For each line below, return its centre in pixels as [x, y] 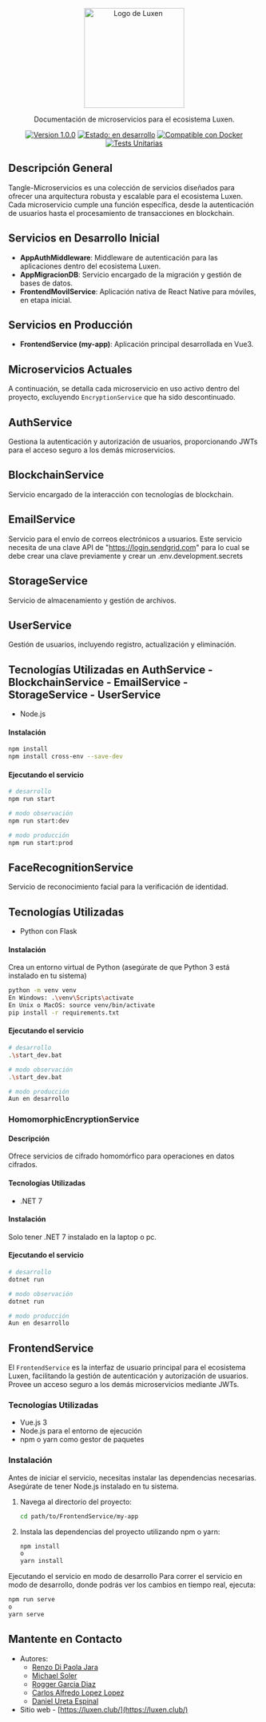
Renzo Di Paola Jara [65, 1667]
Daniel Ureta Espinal [65, 1701]
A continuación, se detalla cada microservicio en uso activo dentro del [124, 389]
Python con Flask [48, 931]
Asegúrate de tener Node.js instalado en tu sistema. [93, 1486]
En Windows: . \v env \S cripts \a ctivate [71, 998]
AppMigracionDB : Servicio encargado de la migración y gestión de [131, 274]
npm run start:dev [39, 821]
